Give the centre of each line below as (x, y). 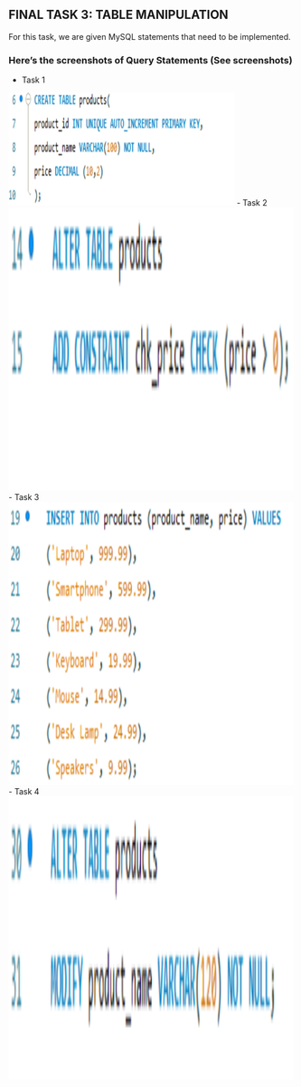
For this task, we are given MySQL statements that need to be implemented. (150, 36)
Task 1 (33, 80)
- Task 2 (252, 203)
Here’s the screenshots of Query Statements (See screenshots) (150, 60)
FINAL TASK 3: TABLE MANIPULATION (118, 15)
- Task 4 (24, 792)
